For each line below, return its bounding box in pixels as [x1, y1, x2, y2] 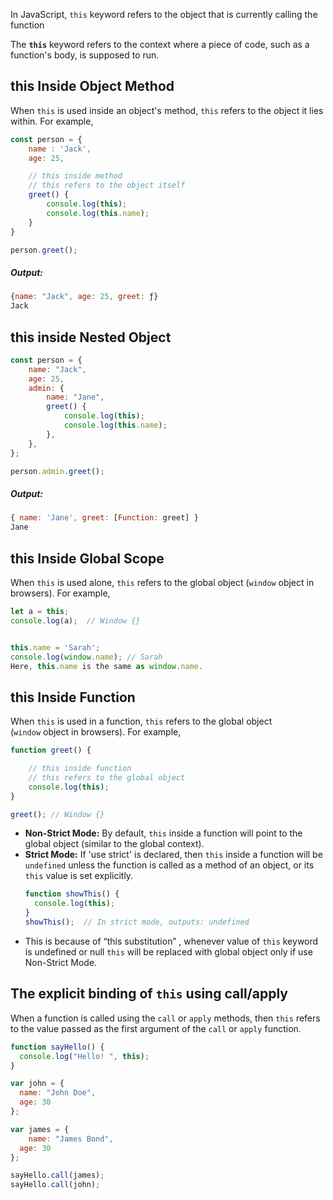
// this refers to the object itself [28, 180, 186, 191]
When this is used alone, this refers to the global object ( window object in [10, 577, 315, 588]
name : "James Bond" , [28, 1134, 114, 1144]
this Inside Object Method [10, 78, 175, 95]
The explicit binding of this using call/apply [10, 985, 288, 1003]
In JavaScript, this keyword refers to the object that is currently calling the [10, 9, 318, 20]
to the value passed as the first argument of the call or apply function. [10, 1022, 302, 1034]
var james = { [10, 1124, 70, 1134]
